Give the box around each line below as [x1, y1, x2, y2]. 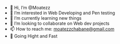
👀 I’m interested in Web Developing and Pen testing [9, 10, 116, 16]
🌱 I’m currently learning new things [9, 15, 82, 21]
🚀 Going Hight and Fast [9, 33, 58, 39]
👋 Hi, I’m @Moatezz [9, 5, 51, 10]
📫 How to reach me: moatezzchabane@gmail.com [9, 26, 115, 32]
